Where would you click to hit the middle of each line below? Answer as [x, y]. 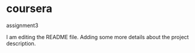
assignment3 [22, 25]
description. [21, 43]
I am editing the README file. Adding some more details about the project [97, 37]
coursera [29, 9]
